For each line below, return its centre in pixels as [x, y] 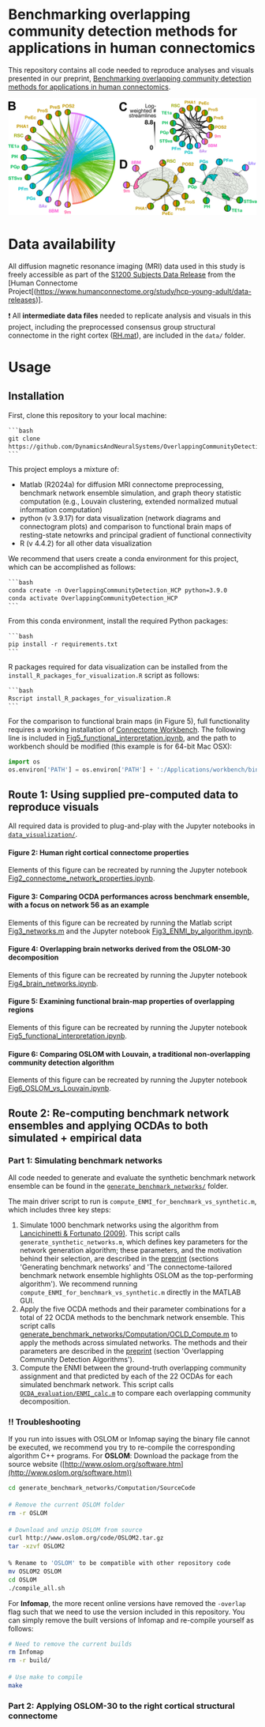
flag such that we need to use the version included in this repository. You [127, 1612]
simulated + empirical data [75, 1138]
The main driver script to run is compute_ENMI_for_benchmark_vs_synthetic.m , [132, 1201]
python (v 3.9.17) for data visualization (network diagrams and [120, 518]
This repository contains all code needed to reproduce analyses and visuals [131, 70]
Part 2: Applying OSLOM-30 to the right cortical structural [121, 1706]
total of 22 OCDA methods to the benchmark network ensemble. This [132, 1317]
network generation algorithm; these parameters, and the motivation [131, 1250]
